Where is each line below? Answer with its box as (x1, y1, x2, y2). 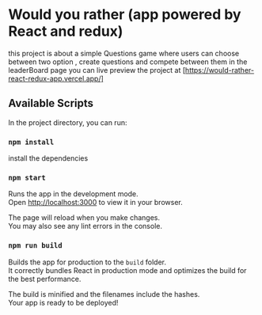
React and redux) (8, 22, 123, 40)
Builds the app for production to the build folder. (8, 257, 167, 267)
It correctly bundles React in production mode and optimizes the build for (8, 265, 247, 275)
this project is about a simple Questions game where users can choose (8, 48, 240, 58)
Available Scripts (8, 97, 93, 110)
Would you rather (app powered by (8, 6, 241, 24)
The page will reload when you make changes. (8, 213, 161, 222)
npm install (8, 137, 55, 146)
